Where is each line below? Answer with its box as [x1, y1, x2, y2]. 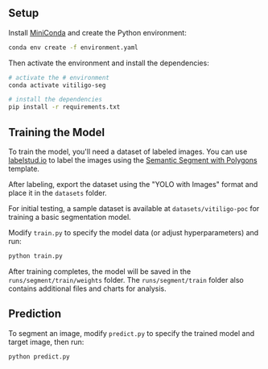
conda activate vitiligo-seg [8, 81, 106, 89]
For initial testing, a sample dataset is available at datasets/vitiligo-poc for [8, 204, 260, 213]
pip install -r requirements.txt [8, 103, 121, 111]
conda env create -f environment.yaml [8, 44, 138, 52]
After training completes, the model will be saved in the [8, 266, 192, 276]
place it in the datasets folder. [8, 189, 107, 197]
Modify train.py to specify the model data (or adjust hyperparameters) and [8, 228, 259, 237]
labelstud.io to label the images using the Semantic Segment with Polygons [8, 155, 258, 164]
